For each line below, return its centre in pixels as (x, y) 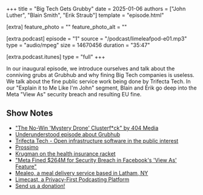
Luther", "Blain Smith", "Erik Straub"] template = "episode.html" (85, 15)
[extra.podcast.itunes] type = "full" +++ (56, 57)
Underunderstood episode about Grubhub (68, 134)
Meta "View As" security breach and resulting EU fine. (74, 94)
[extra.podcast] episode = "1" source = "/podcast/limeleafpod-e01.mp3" (97, 38)
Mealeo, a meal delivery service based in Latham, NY (82, 173)
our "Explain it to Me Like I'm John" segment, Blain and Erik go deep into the (101, 88)
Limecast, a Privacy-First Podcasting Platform (72, 179)
